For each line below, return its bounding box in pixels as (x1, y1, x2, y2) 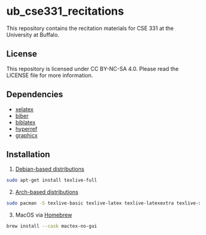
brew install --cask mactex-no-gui (6, 223, 97, 229)
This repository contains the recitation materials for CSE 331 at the (6, 24, 174, 32)
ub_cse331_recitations (6, 4, 124, 18)
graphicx (15, 132, 38, 139)
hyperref (15, 125, 38, 132)
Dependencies (6, 89, 63, 100)
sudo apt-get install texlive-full (6, 177, 97, 184)
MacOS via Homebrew (15, 211, 72, 218)
